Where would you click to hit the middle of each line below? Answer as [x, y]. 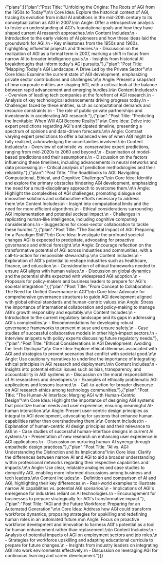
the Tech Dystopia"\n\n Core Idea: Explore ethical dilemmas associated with [81, 348]
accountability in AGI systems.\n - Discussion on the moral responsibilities [79, 374]
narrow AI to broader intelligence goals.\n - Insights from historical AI [74, 59]
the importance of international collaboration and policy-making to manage [80, 307]
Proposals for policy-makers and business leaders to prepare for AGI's [76, 281]
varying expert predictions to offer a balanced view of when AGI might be [79, 136]
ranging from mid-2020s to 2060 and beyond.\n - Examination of [70, 152]
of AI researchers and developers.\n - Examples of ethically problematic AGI [81, 380]
